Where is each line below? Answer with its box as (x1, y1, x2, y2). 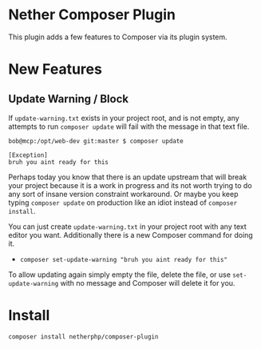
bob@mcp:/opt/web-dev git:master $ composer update (8, 137, 184, 145)
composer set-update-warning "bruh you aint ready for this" (19, 255, 228, 263)
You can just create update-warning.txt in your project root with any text (8, 222, 247, 231)
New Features (8, 60, 102, 78)
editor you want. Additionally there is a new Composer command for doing (8, 230, 253, 239)
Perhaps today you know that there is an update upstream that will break (8, 172, 247, 182)
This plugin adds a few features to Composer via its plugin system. (8, 32, 227, 42)
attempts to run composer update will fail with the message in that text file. (8, 122, 250, 131)
